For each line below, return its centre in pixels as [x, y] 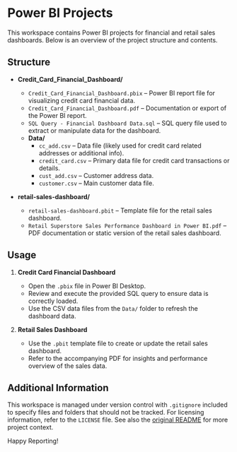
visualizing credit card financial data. [82, 100]
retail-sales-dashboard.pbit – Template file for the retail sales [120, 210]
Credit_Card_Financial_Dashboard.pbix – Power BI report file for [122, 93]
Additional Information [58, 387]
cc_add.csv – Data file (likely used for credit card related [120, 145]
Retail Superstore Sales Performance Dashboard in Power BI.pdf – [127, 225]
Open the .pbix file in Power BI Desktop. [87, 286]
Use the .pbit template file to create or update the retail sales [118, 343]
